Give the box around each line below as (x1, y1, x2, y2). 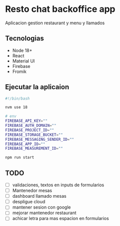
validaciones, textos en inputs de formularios (12, 182, 104, 188)
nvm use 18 (5, 105, 28, 110)
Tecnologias (5, 34, 44, 43)
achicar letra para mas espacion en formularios (12, 216, 109, 222)
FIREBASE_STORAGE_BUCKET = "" (5, 132, 63, 137)
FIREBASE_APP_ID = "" (5, 141, 46, 147)
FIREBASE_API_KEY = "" (5, 118, 48, 123)
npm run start (5, 155, 35, 160)
